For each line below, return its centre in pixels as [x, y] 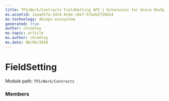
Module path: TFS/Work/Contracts [40, 81]
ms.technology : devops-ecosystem [40, 19]
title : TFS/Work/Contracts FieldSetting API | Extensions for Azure [78, 10]
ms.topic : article [24, 33]
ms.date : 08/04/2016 [27, 42]
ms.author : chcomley [27, 38]
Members [17, 94]
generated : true [22, 24]
